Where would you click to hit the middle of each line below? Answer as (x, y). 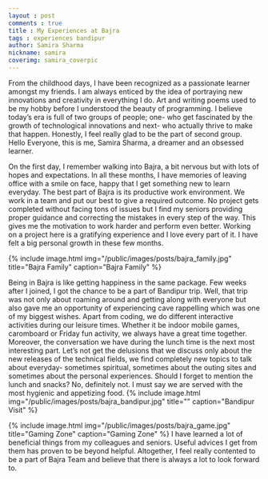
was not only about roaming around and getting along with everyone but (127, 299)
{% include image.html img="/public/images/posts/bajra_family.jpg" (120, 258)
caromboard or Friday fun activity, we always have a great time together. (128, 333)
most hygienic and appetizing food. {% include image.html (105, 393)
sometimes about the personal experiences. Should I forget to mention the (131, 376)
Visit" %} (23, 409)
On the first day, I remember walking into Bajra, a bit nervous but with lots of (134, 166)
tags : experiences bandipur (57, 38)
